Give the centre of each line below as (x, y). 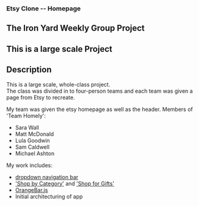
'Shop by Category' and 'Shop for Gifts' (65, 183)
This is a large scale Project (59, 49)
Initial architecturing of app (49, 196)
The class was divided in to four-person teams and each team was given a (100, 91)
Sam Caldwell (32, 147)
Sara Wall (27, 127)
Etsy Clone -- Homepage (44, 9)
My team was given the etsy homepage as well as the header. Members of (100, 109)
